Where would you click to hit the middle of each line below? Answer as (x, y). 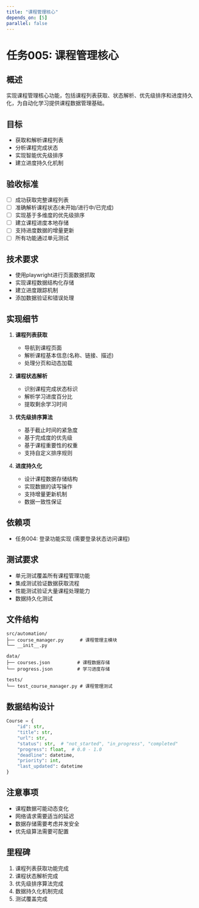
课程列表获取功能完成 (42, 868)
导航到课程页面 (43, 348)
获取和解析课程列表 (39, 140)
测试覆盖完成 (31, 899)
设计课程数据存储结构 (51, 479)
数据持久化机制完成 (39, 891)
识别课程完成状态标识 (51, 389)
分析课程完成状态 (37, 148)
